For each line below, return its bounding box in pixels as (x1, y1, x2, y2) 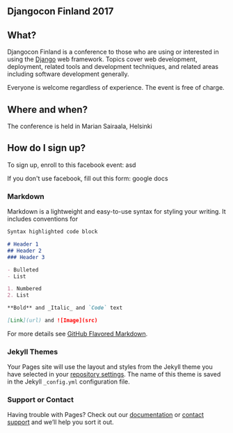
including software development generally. (7, 70, 130, 79)
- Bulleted (7, 266, 39, 274)
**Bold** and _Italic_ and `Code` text (7, 304, 123, 312)
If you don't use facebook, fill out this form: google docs (7, 174, 168, 182)
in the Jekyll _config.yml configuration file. (7, 377, 130, 386)
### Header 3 (7, 253, 45, 260)
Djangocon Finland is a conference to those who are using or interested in (7, 48, 219, 56)
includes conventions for (7, 215, 79, 223)
